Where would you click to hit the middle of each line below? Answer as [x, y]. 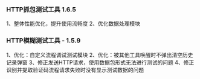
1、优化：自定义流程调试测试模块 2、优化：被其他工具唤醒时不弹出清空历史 [100, 54]
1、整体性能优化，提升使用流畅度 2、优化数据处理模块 [73, 24]
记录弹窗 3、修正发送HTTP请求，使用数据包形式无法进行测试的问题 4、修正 [100, 62]
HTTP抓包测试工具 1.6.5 [41, 9]
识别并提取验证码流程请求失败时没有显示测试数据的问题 [75, 69]
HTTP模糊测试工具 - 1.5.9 [44, 41]
